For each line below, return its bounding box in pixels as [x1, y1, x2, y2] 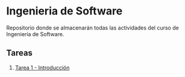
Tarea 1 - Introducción [14, 64, 70, 71]
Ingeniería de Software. [6, 30, 64, 37]
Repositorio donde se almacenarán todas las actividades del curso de [6, 24, 179, 31]
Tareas [6, 48, 33, 58]
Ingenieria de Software [6, 4, 123, 18]
